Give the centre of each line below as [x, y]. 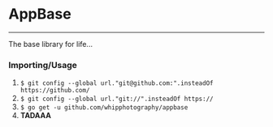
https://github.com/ [55, 91]
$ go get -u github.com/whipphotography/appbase [104, 108]
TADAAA [35, 116]
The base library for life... [51, 44]
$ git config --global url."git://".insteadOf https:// [117, 99]
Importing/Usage [43, 65]
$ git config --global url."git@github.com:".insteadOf [117, 83]
